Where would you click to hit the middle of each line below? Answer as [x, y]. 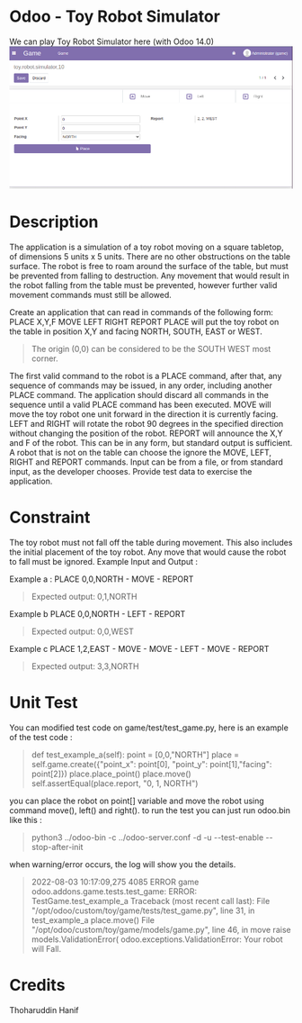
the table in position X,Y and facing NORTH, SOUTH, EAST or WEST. [136, 331]
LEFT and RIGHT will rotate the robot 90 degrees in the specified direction [147, 423]
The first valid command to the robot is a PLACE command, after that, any [146, 376]
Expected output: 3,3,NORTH [85, 666]
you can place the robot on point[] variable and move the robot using [137, 801]
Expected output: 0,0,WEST [83, 631]
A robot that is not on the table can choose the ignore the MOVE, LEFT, [141, 452]
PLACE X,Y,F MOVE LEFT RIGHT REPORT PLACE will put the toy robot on [144, 321]
